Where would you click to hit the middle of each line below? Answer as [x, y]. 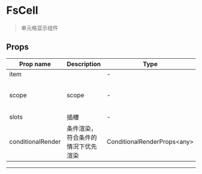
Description [84, 64]
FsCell [22, 10]
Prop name [35, 64]
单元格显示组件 [39, 28]
